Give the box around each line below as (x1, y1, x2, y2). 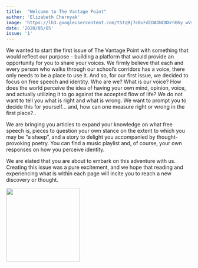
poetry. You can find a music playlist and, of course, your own (31, 140, 182, 147)
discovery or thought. (6, 177, 59, 184)
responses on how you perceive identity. (6, 146, 105, 153)
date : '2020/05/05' (6, 25, 54, 31)
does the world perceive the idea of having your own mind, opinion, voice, (6, 84, 186, 91)
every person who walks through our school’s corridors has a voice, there (6, 66, 185, 73)
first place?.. (6, 110, 37, 117)
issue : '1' (6, 31, 33, 37)
